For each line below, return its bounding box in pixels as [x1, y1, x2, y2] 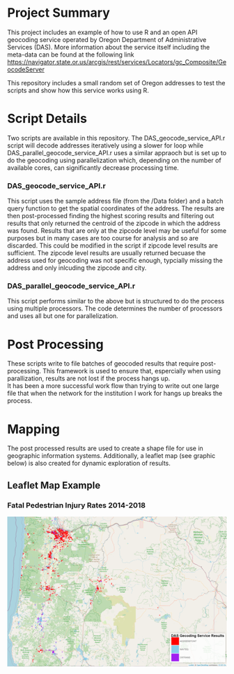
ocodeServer [7, 65, 45, 73]
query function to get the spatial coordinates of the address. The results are [7, 204, 225, 213]
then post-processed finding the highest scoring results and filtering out [7, 212, 214, 220]
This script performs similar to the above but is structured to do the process [7, 297, 225, 306]
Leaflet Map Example [7, 479, 101, 491]
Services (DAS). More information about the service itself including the [7, 43, 210, 51]
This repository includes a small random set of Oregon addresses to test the [7, 78, 226, 87]
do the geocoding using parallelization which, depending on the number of [7, 156, 221, 164]
